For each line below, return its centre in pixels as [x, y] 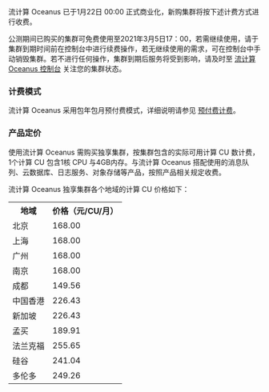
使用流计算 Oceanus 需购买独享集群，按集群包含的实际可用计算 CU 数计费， [134, 152]
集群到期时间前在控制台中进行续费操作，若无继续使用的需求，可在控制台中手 [134, 49]
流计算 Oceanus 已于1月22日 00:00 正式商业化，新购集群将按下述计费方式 [130, 12]
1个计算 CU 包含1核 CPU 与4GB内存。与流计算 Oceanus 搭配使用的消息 [125, 162]
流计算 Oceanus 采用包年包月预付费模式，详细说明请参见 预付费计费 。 [124, 110]
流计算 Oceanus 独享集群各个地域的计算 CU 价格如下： [99, 189]
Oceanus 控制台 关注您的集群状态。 [67, 69]
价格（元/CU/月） [85, 210]
